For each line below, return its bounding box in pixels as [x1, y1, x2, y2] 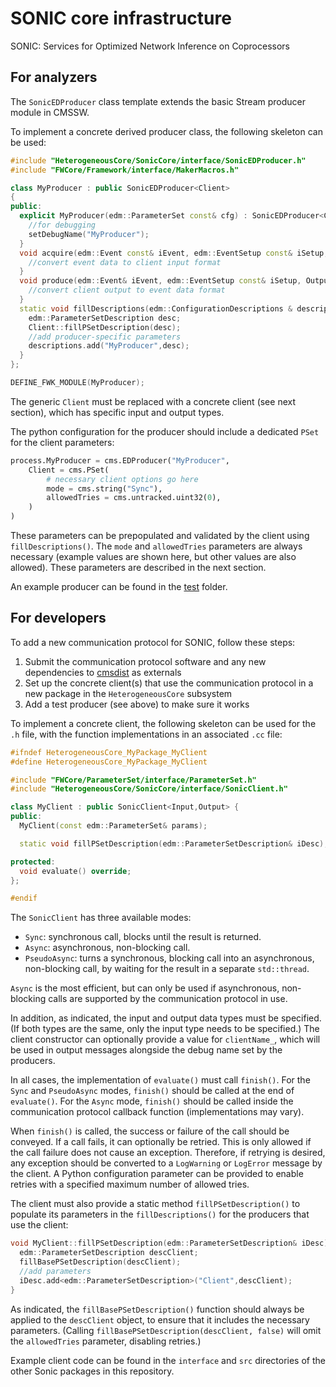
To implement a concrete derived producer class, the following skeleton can [10, 125, 323, 137]
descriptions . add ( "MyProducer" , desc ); [28, 341, 190, 351]
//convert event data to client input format [28, 257, 222, 267]
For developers [10, 610, 107, 627]
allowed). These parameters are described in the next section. [10, 562, 267, 573]
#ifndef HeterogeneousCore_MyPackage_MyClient [10, 747, 208, 757]
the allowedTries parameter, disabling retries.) [10, 1335, 202, 1347]
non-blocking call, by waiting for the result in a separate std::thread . [24, 963, 310, 975]
